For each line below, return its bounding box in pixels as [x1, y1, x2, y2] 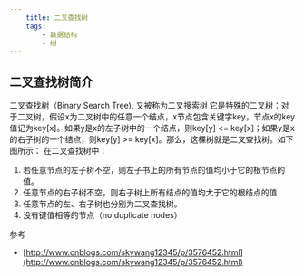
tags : [25, 22, 47, 31]
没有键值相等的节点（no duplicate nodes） [22, 210, 182, 221]
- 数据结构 [42, 30, 78, 39]
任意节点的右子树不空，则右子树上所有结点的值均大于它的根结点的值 [22, 187, 278, 198]
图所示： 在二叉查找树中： [9, 146, 107, 157]
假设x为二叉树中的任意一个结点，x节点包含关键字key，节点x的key [48, 111, 296, 122]
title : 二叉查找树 [25, 13, 89, 23]
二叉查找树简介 [9, 74, 93, 90]
